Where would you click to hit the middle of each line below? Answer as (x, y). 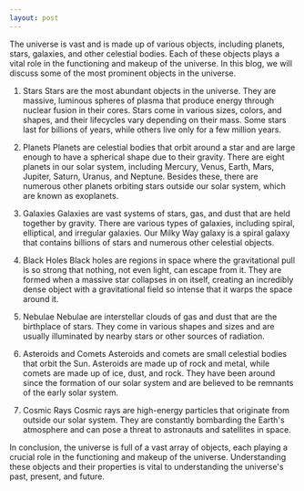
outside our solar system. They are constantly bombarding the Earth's (153, 420)
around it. (41, 298)
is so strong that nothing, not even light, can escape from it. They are (152, 269)
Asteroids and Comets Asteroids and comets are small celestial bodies (155, 353)
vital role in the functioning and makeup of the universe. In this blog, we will (151, 63)
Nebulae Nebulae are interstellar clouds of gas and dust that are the (150, 317)
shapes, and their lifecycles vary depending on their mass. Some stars (154, 120)
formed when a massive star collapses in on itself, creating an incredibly (158, 279)
